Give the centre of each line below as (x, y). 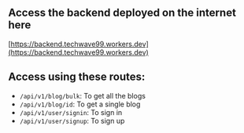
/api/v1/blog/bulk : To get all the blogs (82, 95)
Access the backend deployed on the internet (122, 13)
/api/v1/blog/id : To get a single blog (80, 104)
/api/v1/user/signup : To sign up (72, 120)
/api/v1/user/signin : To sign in (71, 112)
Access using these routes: (77, 77)
